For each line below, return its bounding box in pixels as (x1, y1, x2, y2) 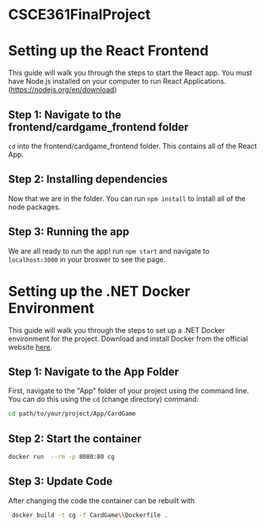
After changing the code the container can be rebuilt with (8, 495, 195, 505)
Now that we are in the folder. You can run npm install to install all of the (8, 193, 246, 203)
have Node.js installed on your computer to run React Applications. (8, 77, 227, 86)
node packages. (8, 202, 61, 212)
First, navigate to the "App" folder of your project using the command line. (8, 386, 249, 395)
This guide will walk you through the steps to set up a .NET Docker (8, 325, 225, 334)
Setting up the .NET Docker (8, 282, 191, 300)
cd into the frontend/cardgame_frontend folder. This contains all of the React (8, 141, 257, 151)
